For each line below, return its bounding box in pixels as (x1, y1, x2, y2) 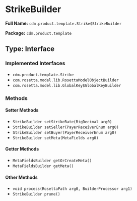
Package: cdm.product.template (5, 30, 72, 36)
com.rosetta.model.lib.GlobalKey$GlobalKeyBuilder (12, 83, 121, 88)
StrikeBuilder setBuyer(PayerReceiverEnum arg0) (12, 130, 117, 135)
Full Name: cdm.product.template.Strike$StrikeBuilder (5, 20, 122, 26)
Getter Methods (5, 146, 39, 152)
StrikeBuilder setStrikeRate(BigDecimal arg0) (12, 119, 112, 124)
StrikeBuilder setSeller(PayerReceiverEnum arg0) (12, 125, 119, 130)
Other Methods (5, 174, 38, 180)
